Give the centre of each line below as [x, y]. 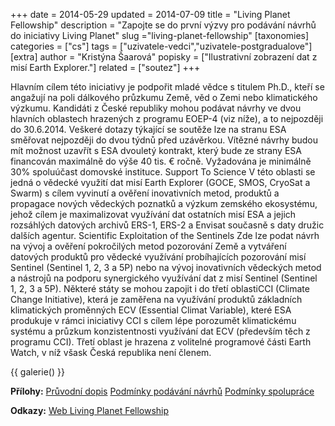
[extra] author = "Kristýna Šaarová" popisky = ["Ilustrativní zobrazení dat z [164, 57]
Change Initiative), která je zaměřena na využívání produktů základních [156, 299]
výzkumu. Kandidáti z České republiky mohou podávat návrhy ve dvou [156, 108]
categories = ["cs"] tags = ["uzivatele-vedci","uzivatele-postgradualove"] [161, 46]
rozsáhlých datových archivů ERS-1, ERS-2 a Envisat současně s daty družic [167, 225]
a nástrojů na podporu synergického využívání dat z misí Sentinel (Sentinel [164, 278]
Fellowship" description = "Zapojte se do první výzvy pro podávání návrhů [163, 25]
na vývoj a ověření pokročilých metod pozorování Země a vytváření [148, 246]
